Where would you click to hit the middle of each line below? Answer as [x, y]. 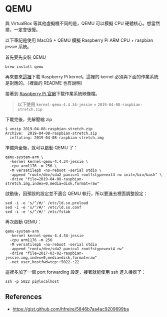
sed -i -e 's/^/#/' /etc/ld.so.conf [43, 207]
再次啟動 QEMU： [23, 222]
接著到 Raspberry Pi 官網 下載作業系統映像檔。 [52, 93]
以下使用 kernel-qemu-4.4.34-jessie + [57, 104]
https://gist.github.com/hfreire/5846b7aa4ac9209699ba [70, 309]
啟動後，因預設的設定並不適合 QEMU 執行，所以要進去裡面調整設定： [77, 193]
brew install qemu [24, 67]
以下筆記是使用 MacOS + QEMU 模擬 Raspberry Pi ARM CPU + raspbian [79, 40]
